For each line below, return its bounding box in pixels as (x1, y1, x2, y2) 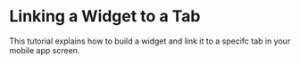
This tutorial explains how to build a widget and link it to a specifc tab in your (9, 36, 291, 46)
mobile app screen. (9, 44, 80, 55)
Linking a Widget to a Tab (9, 6, 201, 27)
